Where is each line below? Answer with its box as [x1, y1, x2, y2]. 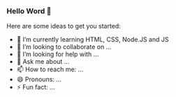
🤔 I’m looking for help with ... [16, 50, 99, 58]
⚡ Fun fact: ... [16, 83, 55, 91]
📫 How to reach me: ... [16, 65, 84, 73]
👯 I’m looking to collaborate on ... [16, 43, 112, 51]
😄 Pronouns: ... [16, 76, 62, 84]
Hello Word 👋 [6, 6, 52, 16]
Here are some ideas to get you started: [6, 22, 122, 30]
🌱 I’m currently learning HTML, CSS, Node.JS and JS [16, 35, 169, 44]
